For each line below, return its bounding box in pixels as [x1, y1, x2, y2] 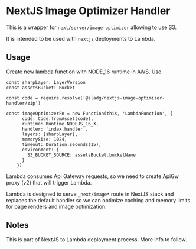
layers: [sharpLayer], [21, 131, 78, 137]
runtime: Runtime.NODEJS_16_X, [21, 121, 99, 127]
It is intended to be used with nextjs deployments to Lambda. [6, 35, 156, 42]
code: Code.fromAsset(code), [21, 115, 94, 122]
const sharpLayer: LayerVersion [6, 79, 86, 85]
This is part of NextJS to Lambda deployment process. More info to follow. [6, 235, 187, 243]
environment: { [21, 147, 60, 153]
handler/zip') [6, 100, 41, 106]
